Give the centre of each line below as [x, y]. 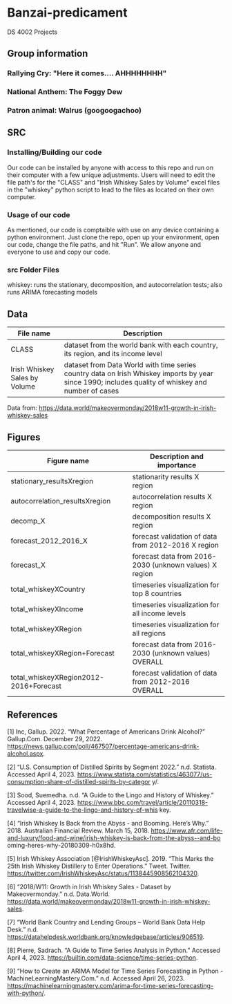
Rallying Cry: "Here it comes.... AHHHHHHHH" [87, 73]
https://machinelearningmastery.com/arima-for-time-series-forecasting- [110, 985]
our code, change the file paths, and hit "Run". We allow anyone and [104, 245]
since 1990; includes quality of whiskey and [135, 382]
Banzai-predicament [67, 13]
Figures [24, 437]
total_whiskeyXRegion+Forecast [63, 653]
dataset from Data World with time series [130, 365]
